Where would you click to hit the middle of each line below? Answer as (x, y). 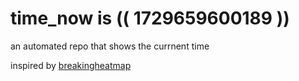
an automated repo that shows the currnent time (110, 46)
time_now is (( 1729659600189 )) (150, 18)
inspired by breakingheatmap (71, 65)
